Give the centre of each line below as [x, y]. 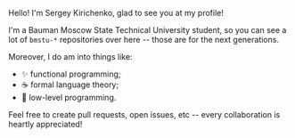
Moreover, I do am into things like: [70, 57]
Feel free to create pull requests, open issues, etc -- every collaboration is [144, 114]
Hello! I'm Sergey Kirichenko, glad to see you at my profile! [116, 13]
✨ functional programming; [71, 74]
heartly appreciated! [45, 124]
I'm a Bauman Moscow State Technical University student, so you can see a [147, 30]
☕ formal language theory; [70, 85]
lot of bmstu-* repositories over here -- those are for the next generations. [144, 40]
